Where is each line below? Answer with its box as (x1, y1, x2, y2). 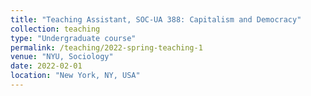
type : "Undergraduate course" (10, 33, 137, 43)
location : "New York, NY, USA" (10, 71, 141, 81)
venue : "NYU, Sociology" (10, 52, 114, 62)
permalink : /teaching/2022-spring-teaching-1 (10, 42, 203, 53)
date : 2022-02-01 (10, 61, 83, 71)
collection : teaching (10, 24, 101, 34)
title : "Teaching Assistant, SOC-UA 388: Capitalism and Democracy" (10, 14, 302, 25)
